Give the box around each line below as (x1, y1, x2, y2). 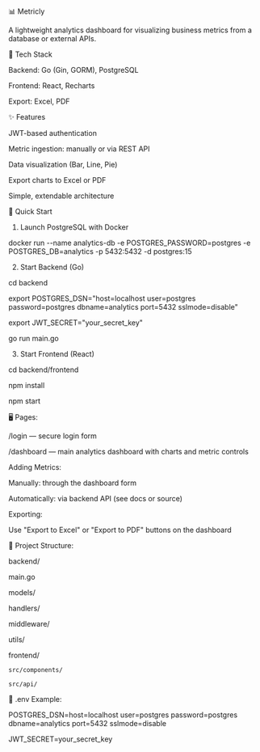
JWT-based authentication (8, 129, 97, 137)
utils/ (8, 635, 26, 644)
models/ (8, 588, 36, 597)
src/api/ (8, 680, 38, 688)
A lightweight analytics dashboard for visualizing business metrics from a (8, 25, 253, 35)
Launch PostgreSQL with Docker (19, 222, 129, 232)
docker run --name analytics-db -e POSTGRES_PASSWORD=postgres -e (8, 238, 251, 247)
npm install (8, 381, 45, 390)
